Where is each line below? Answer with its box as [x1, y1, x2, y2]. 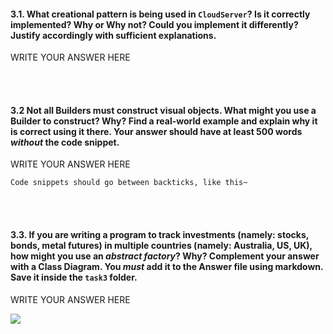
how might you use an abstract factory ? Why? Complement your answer [10, 250, 320, 262]
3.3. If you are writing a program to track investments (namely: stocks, [10, 229, 309, 240]
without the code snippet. [10, 136, 120, 148]
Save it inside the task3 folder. [10, 271, 138, 283]
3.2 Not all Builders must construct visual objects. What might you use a [10, 104, 317, 116]
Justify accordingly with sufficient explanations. [10, 29, 217, 41]
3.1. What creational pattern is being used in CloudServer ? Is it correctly [10, 8, 311, 20]
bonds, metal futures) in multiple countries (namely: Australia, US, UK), [10, 240, 313, 251]
